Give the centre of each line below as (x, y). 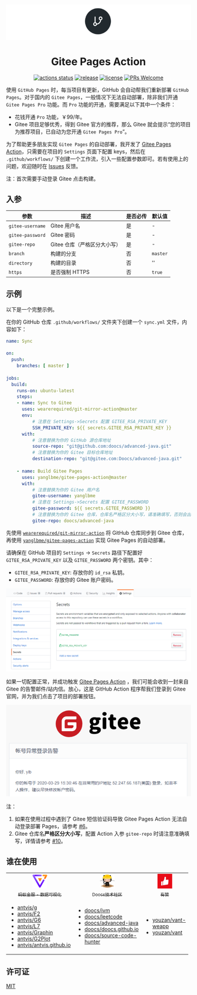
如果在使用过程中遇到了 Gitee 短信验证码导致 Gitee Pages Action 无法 (98, 819)
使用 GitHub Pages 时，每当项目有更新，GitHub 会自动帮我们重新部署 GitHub (98, 90)
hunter (92, 942)
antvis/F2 (29, 913)
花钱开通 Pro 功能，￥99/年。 (50, 117)
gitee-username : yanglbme (64, 496)
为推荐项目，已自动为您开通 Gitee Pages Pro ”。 (72, 132)
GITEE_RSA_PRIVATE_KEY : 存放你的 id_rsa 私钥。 (71, 572)
